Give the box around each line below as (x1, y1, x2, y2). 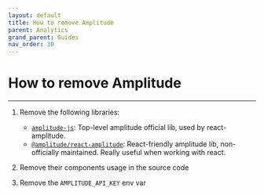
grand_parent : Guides (8, 33, 79, 42)
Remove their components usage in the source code (19, 163, 189, 172)
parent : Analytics (8, 26, 68, 34)
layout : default (8, 11, 61, 20)
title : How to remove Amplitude (8, 19, 114, 27)
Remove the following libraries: (19, 107, 120, 117)
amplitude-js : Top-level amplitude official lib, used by (31, 123, 206, 132)
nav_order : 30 (8, 41, 55, 49)
